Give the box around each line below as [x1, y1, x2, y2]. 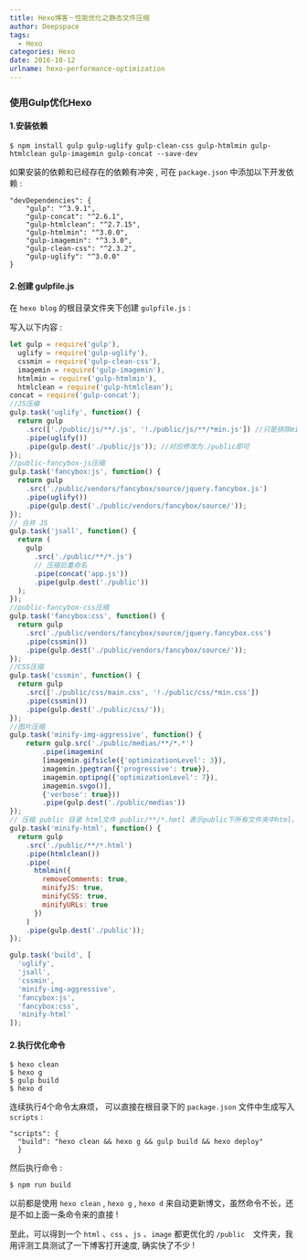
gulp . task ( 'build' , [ [9, 950, 92, 960]
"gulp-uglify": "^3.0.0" [26, 252, 121, 261]
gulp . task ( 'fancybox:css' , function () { [9, 612, 166, 621]
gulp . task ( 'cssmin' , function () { [9, 671, 142, 680]
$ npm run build [9, 1181, 71, 1190]
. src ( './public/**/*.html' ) [26, 841, 132, 850]
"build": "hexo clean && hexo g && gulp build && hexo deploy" [17, 1138, 263, 1147]
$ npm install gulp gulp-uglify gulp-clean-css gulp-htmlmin [9, 142, 248, 151]
